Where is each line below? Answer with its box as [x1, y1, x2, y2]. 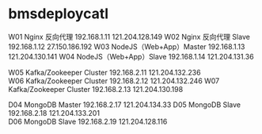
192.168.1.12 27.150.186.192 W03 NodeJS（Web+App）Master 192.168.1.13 [8, 41, 245, 52]
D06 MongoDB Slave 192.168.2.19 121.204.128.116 [8, 117, 168, 126]
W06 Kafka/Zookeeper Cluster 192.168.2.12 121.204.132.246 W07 [8, 76, 220, 86]
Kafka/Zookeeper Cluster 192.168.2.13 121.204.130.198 [8, 84, 184, 94]
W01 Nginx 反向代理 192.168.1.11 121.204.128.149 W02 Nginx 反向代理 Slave [8, 32, 251, 41]
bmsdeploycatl [8, 5, 109, 23]
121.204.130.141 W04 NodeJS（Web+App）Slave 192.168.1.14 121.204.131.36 [8, 52, 255, 61]
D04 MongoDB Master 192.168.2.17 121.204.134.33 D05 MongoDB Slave [8, 100, 241, 109]
